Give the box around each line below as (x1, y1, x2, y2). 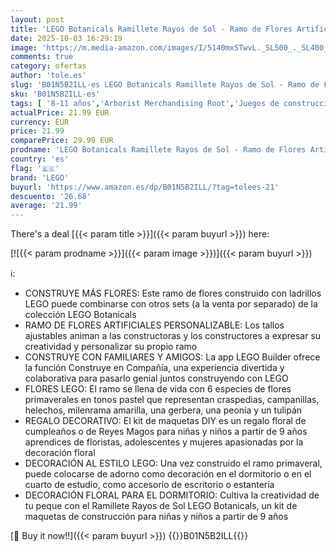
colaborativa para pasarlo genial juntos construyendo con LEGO (24, 372, 289, 385)
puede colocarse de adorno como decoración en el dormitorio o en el (24, 468, 312, 480)
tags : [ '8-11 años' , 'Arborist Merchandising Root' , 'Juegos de (10, 98, 280, 108)
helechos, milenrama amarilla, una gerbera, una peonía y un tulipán (24, 404, 303, 416)
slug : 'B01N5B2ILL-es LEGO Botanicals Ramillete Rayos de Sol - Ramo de (10, 80, 320, 90)
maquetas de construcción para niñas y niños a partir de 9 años (24, 511, 289, 523)
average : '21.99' (10, 201, 83, 211)
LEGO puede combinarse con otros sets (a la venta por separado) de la (24, 298, 318, 310)
